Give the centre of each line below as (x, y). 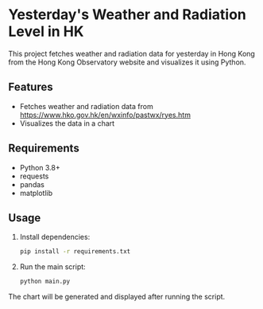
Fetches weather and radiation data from (86, 106)
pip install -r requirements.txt (75, 252)
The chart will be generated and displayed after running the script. (117, 297)
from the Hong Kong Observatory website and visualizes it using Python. (127, 62)
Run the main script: (52, 267)
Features (31, 87)
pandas (32, 184)
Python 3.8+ (40, 167)
